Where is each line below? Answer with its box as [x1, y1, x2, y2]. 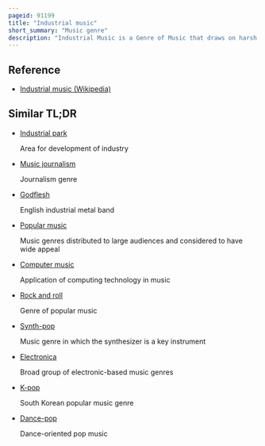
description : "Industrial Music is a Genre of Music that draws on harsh [8, 33, 258, 42]
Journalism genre [19, 174, 78, 183]
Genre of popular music [19, 306, 98, 315]
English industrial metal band [19, 205, 115, 214]
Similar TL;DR [8, 107, 77, 121]
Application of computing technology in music [19, 275, 171, 284]
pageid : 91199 [8, 11, 56, 20]
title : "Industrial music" [8, 19, 98, 27]
